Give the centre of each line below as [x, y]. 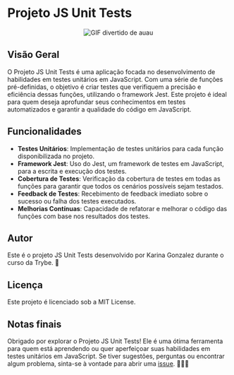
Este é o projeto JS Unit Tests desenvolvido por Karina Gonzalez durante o [116, 255]
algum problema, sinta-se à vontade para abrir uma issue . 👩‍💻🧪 [98, 364]
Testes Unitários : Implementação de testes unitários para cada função [121, 148]
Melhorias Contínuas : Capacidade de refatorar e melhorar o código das [122, 208]
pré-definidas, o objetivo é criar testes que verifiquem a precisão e [104, 87]
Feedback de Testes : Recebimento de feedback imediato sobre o [113, 194]
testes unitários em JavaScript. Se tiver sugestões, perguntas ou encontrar [116, 356]
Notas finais [35, 324]
